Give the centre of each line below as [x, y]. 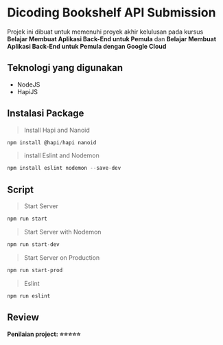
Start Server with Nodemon [62, 232]
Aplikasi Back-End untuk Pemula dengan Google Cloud [87, 46]
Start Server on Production [62, 257]
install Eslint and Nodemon [61, 155]
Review [23, 318]
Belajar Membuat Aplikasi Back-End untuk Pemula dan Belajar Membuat [112, 38]
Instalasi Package [46, 114]
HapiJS [27, 91]
